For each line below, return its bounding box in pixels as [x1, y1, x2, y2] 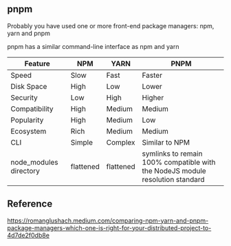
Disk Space [10, 81, 47, 91]
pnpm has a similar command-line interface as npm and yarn [7, 42, 179, 50]
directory [10, 166, 40, 176]
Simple [70, 137, 93, 147]
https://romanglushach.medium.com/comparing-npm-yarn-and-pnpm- [7, 216, 209, 225]
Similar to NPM [142, 137, 190, 147]
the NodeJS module [142, 166, 206, 176]
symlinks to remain [142, 149, 203, 158]
